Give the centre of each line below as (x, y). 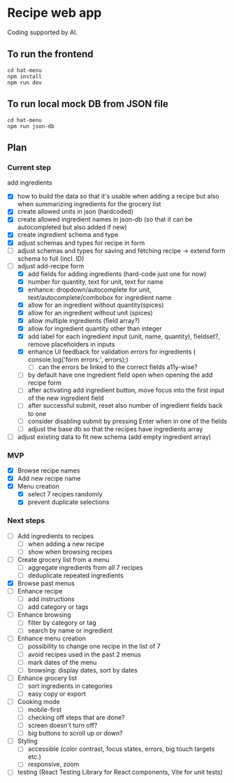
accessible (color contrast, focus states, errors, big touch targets (121, 749)
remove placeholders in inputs (71, 345)
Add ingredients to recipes (56, 536)
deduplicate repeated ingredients (75, 575)
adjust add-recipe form (51, 266)
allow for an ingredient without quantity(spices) (96, 305)
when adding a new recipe (66, 544)
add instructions (51, 599)
